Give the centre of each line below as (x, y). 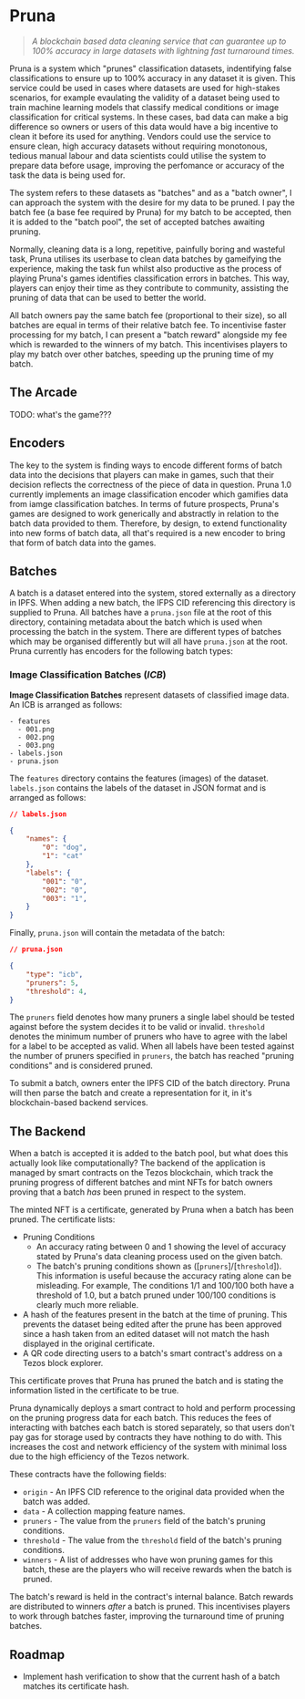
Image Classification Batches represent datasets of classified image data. (149, 695)
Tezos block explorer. (63, 1363)
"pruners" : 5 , (52, 983)
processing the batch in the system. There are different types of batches (146, 632)
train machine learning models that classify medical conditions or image (144, 107)
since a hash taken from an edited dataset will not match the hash (146, 1334)
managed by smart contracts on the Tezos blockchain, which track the (142, 1173)
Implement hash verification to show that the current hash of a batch (151, 1677)
